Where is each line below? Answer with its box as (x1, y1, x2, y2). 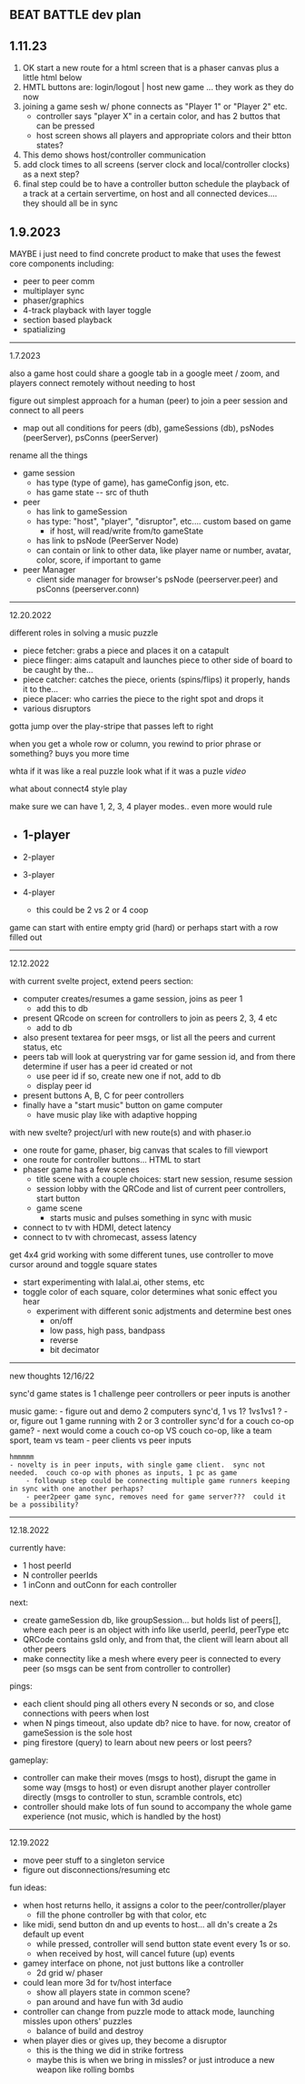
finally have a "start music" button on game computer (22, 1099, 223, 1110)
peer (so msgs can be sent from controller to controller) (22, 1662, 231, 1673)
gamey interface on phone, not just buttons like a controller (22, 1957, 244, 1968)
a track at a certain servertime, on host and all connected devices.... (22, 188, 278, 199)
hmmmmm (9, 1452, 34, 1461)
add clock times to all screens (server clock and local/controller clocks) (22, 159, 290, 170)
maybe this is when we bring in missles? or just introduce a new (35, 2054, 275, 2065)
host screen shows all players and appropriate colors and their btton (35, 130, 292, 141)
